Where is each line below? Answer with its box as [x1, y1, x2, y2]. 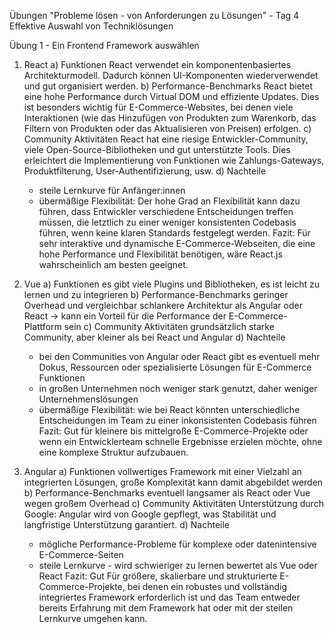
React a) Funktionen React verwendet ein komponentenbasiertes [23, 59, 292, 70]
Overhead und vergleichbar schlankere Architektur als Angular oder [23, 300, 303, 311]
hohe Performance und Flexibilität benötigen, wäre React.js [38, 248, 283, 260]
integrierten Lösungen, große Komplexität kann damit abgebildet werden [23, 476, 324, 488]
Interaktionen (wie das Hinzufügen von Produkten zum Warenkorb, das [23, 112, 317, 124]
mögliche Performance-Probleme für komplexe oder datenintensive [38, 538, 317, 550]
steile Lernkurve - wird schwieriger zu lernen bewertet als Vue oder [38, 560, 318, 571]
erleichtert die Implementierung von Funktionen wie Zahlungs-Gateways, [23, 155, 325, 166]
